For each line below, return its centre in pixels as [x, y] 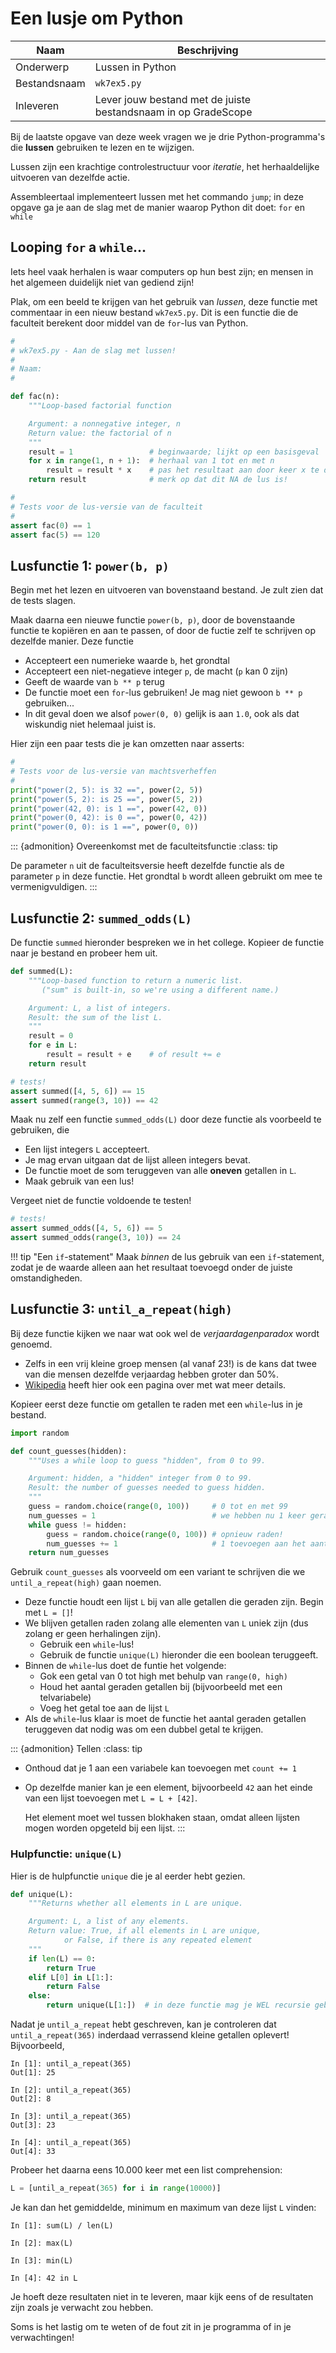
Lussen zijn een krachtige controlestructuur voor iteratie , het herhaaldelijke [165, 166]
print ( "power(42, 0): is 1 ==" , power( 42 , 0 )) [109, 808]
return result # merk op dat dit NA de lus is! [158, 480]
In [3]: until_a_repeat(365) [71, 2117]
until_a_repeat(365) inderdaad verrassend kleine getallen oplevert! [150, 2035]
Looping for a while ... [78, 247]
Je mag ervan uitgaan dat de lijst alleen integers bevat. [137, 1160]
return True [71, 1968]
